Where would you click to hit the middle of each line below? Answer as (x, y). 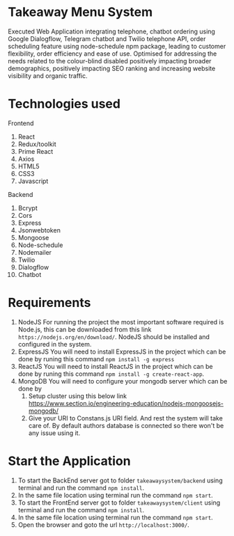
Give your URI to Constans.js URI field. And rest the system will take (126, 418)
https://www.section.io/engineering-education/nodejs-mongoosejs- (126, 403)
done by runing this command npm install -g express (96, 358)
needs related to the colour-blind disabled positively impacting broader (110, 61)
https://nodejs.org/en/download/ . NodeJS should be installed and (114, 337)
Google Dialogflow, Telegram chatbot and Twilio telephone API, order (107, 38)
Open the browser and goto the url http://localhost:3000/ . (104, 525)
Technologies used (64, 104)
